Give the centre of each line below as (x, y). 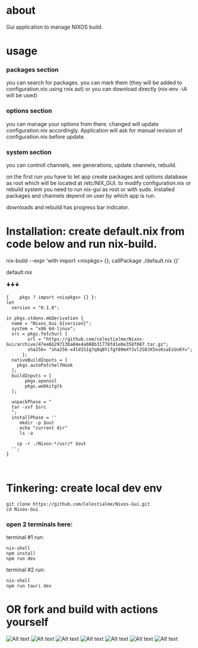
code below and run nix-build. (82, 244)
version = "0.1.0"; (36, 308)
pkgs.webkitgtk (43, 386)
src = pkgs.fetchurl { (40, 334)
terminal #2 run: (26, 570)
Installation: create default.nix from (95, 231)
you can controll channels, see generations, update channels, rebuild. (92, 165)
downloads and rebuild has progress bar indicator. (68, 207)
